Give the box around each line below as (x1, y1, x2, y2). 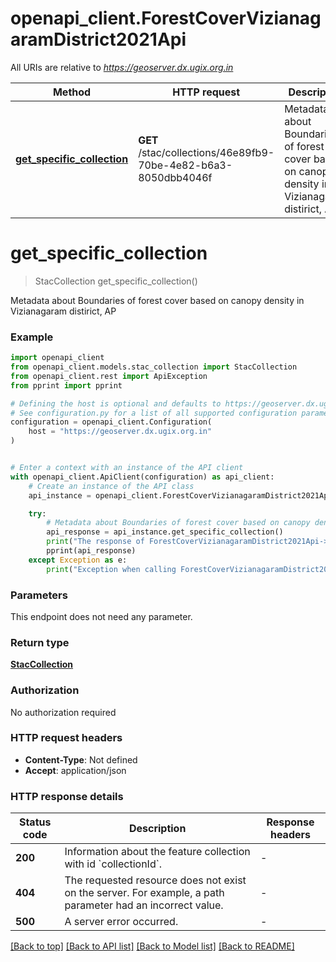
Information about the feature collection (64, 845, 251, 859)
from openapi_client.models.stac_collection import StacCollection (10, 362, 298, 372)
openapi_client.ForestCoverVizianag (10, 7, 322, 30)
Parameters (10, 588, 68, 602)
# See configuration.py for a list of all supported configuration (10, 408, 298, 418)
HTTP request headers (10, 731, 123, 745)
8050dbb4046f (138, 170, 213, 184)
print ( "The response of (46, 537, 145, 547)
